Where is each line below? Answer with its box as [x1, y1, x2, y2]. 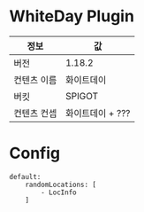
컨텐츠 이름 [13, 74, 57, 86]
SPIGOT [64, 90, 99, 102]
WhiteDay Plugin [9, 6, 135, 27]
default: [9, 172, 42, 181]
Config [9, 144, 60, 163]
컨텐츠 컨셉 [13, 106, 57, 119]
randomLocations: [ [25, 180, 97, 189]
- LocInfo [41, 188, 77, 197]
